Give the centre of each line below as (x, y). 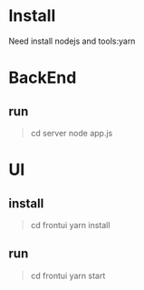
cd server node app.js (72, 133)
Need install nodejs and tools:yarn (72, 41)
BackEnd (43, 78)
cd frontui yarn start (68, 275)
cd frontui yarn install (70, 225)
